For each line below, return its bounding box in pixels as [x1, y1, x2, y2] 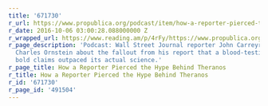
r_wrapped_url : [8, 33, 59, 42]
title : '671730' [8, 11, 62, 20]
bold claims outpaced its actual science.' [15, 57, 162, 65]
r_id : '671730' [8, 78, 59, 86]
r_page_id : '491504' [8, 85, 77, 94]
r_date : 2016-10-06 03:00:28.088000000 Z [8, 26, 148, 34]
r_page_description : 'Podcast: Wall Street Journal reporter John [8, 41, 234, 49]
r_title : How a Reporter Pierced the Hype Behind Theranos [8, 71, 209, 79]
